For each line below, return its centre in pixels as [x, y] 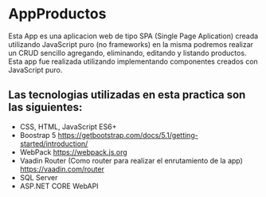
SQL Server [39, 177]
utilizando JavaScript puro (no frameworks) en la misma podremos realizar [131, 44]
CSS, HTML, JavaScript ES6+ [68, 126]
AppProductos [57, 14]
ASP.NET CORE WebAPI [59, 186]
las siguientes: [45, 107]
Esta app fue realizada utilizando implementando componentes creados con [133, 61]
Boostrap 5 [38, 135]
